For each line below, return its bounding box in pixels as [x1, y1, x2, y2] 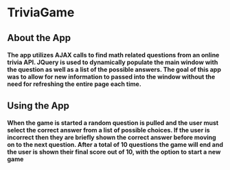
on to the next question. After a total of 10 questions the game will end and [7, 141, 223, 149]
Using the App [7, 100, 70, 111]
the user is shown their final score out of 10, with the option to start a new [7, 148, 221, 156]
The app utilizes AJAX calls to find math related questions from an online [7, 51, 220, 59]
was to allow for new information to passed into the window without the [7, 73, 216, 81]
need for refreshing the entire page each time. [7, 80, 142, 88]
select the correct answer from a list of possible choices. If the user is [7, 126, 211, 134]
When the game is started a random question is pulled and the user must [7, 119, 219, 127]
